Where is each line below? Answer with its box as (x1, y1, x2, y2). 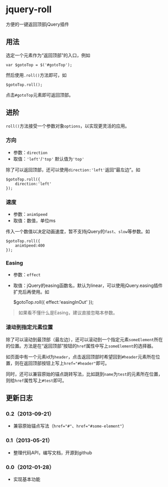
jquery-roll (6, 4, 52, 15)
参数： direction (13, 149, 48, 156)
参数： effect (13, 272, 41, 278)
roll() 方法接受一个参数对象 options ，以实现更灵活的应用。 (6, 123, 130, 129)
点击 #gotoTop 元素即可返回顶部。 (6, 92, 74, 98)
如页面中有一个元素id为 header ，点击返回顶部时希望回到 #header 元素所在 (6, 353, 156, 360)
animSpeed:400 (15, 243, 45, 249)
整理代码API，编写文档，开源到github (13, 449, 92, 456)
